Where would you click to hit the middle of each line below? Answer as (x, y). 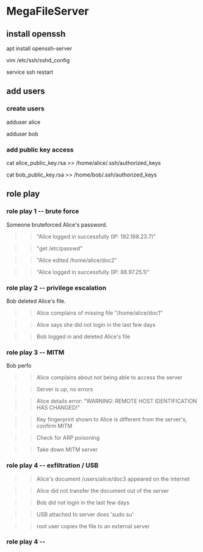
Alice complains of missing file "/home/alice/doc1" (100, 313)
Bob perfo (19, 366)
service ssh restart (30, 72)
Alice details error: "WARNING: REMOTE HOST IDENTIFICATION (117, 401)
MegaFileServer (48, 11)
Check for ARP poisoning (68, 438)
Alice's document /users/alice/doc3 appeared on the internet (113, 479)
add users (26, 91)
